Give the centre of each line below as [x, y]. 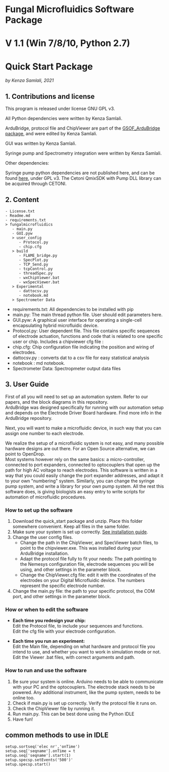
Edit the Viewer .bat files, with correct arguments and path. [74, 658]
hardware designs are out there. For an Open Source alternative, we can [80, 448]
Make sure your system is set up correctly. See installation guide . [80, 532]
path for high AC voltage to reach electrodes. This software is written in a [81, 470]
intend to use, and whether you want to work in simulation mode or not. [87, 652]
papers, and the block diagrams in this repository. [57, 402]
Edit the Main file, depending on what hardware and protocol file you [84, 646]
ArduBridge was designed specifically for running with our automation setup [84, 407]
